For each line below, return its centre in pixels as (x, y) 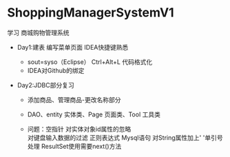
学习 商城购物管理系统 (38, 32)
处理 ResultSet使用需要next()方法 (74, 146)
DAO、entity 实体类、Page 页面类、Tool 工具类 (94, 114)
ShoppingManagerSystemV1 (91, 13)
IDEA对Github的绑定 (56, 70)
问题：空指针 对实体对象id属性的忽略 (79, 129)
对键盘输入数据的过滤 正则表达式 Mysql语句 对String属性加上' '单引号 (125, 137)
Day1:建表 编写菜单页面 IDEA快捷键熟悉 (73, 47)
